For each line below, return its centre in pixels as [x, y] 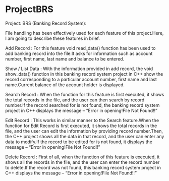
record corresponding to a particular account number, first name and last [81, 79]
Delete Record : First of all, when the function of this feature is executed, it [82, 157]
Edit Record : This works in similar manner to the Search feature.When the [82, 120]
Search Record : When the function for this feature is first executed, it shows [85, 94]
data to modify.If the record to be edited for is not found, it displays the [79, 142]
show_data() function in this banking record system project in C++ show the [84, 74]
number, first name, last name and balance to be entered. [65, 58]
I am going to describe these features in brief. [52, 38]
